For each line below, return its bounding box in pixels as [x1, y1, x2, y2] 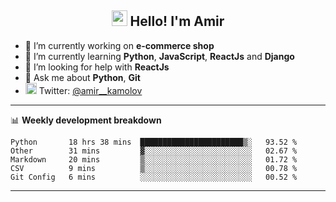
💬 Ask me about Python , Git [24, 71, 141, 83]
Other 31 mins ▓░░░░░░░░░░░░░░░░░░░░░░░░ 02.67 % [10, 146, 298, 156]
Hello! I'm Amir [129, 13, 225, 30]
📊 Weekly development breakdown [10, 114, 162, 126]
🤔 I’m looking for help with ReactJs [24, 61, 170, 73]
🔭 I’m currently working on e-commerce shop [24, 39, 215, 51]
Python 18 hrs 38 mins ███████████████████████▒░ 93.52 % [10, 137, 298, 147]
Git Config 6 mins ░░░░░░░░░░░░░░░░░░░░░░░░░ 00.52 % [10, 172, 298, 182]
